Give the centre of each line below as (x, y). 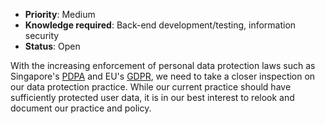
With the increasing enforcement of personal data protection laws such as (163, 65)
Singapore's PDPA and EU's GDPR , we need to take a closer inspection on (163, 76)
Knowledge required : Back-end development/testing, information (160, 25)
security (42, 35)
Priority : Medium (60, 14)
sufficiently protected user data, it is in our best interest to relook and (152, 97)
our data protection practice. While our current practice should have (151, 87)
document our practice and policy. (81, 108)
